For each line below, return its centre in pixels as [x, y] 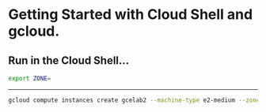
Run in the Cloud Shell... [69, 60]
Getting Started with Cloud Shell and [131, 15]
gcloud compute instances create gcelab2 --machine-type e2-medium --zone [134, 100]
